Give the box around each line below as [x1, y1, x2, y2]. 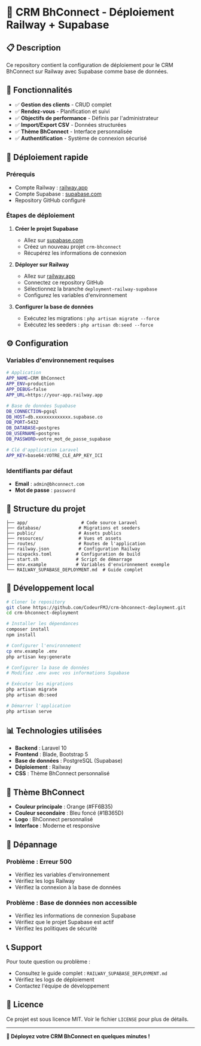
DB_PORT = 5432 [6, 420, 39, 426]
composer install [6, 626, 50, 632]
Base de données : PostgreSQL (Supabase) [14, 757, 123, 764]
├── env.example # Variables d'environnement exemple [6, 561, 170, 567]
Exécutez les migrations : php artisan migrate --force [23, 314, 160, 322]
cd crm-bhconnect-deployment [6, 610, 79, 616]
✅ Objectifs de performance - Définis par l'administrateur [14, 114, 159, 121]
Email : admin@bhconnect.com [14, 481, 85, 488]
